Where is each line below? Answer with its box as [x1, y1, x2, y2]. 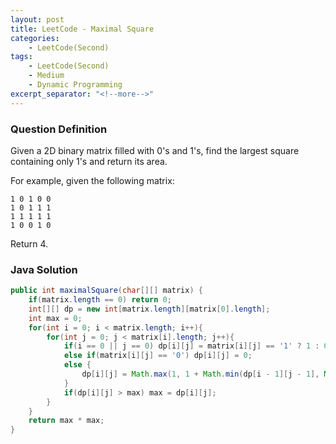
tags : [10, 52, 33, 62]
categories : [10, 33, 60, 43]
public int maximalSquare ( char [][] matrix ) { [10, 286, 203, 296]
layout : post [10, 14, 65, 25]
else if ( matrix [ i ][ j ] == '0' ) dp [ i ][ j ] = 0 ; [63, 351, 253, 361]
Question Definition [10, 122, 108, 136]
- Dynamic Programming [28, 80, 123, 90]
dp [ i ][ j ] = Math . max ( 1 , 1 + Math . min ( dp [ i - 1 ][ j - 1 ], [81, 369, 320, 380]
